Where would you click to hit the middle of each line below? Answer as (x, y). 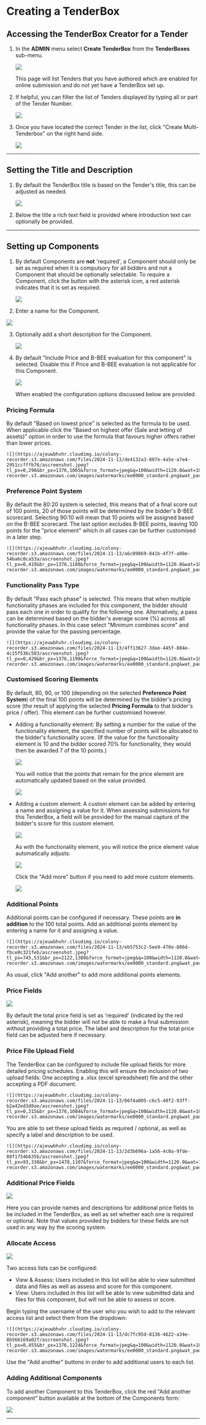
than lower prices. (29, 443)
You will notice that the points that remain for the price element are (99, 774)
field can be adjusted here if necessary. (56, 1035)
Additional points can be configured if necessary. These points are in (93, 918)
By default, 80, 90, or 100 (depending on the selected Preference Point (97, 693)
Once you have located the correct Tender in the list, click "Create (99, 127)
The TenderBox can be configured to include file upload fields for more (96, 1064)
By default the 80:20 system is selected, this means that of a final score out (102, 504)
